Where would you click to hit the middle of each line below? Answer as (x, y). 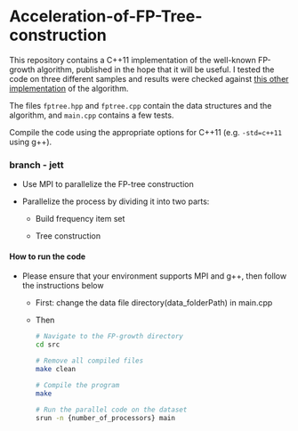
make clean (56, 370)
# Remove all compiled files (89, 361)
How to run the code (48, 256)
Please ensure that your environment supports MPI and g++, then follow (154, 276)
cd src (48, 345)
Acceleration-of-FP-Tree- (106, 16)
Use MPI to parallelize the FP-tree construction (108, 184)
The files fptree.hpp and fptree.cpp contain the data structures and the (141, 105)
